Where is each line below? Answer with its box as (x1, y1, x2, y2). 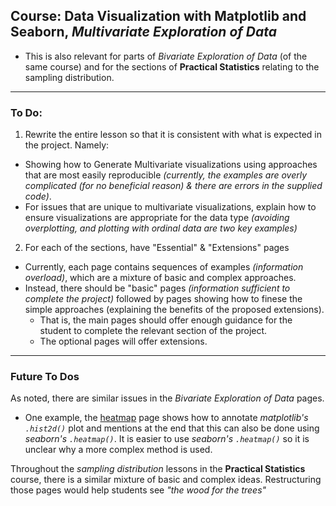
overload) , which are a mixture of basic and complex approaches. (24, 272, 297, 284)
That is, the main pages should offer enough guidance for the (39, 314, 293, 326)
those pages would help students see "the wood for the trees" (10, 484, 267, 496)
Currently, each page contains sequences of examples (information (24, 261, 304, 273)
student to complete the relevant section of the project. (39, 325, 268, 337)
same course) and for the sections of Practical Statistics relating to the (24, 60, 320, 73)
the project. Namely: (24, 139, 110, 151)
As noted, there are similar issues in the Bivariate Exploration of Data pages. (10, 392, 325, 404)
